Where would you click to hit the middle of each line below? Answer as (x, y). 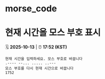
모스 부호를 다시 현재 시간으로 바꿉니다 (39, 69)
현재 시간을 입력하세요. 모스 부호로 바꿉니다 (44, 59)
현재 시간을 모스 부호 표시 (53, 33)
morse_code (31, 9)
